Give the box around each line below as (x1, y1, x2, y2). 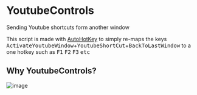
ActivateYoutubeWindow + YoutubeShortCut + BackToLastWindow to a (6, 42, 192, 49)
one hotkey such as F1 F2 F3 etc (6, 48, 90, 55)
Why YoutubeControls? (6, 66, 97, 76)
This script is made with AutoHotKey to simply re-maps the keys (6, 35, 167, 42)
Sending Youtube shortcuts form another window (6, 24, 130, 31)
